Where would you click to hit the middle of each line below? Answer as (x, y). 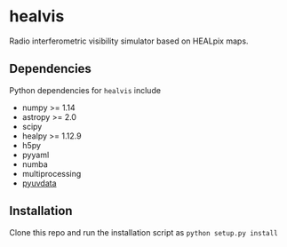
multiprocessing (52, 173)
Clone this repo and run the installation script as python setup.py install (143, 232)
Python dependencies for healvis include (85, 90)
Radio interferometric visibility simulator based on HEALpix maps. (129, 41)
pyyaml (36, 155)
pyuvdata (39, 183)
